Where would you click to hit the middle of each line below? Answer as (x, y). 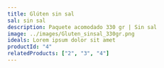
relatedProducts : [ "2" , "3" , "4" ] (59, 54)
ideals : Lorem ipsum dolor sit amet (61, 40)
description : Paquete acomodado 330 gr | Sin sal (82, 27)
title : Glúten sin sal (41, 14)
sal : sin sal (27, 21)
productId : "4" (30, 47)
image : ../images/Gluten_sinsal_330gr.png (71, 34)
